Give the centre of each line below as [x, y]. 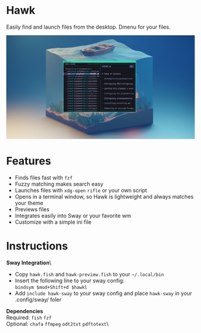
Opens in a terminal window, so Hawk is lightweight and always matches [104, 196]
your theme [29, 203]
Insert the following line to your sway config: [69, 280]
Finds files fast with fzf [44, 177]
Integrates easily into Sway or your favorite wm [73, 215]
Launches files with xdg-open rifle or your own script [81, 190]
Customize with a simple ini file [53, 222]
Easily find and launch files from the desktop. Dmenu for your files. [89, 27]
